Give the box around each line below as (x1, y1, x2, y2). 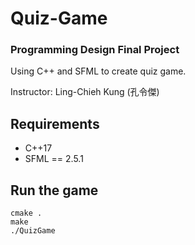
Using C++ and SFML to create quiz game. (10, 65, 187, 77)
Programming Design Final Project (10, 43, 180, 57)
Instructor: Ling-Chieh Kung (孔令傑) (10, 86, 160, 98)
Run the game (10, 182, 99, 199)
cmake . (10, 208, 43, 219)
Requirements (10, 115, 100, 132)
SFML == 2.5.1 (24, 153, 84, 165)
